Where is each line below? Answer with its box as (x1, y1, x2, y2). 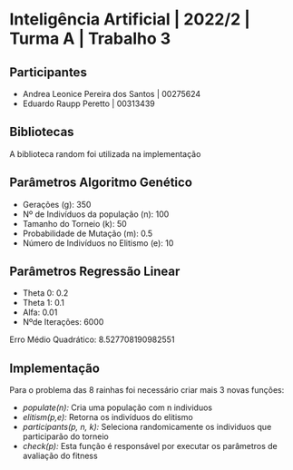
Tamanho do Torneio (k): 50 (22, 218, 127, 229)
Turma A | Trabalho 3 (9, 28, 171, 49)
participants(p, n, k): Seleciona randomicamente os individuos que (22, 422, 272, 433)
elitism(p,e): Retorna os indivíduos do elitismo (22, 412, 193, 423)
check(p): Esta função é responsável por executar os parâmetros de (22, 441, 278, 452)
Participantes (9, 64, 88, 80)
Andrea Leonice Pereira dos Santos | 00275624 (22, 89, 201, 99)
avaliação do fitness (22, 450, 98, 462)
